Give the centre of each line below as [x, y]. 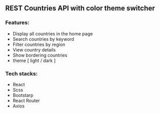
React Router [26, 100]
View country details [34, 49]
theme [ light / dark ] [34, 61]
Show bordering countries [40, 55]
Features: [17, 23]
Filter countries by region [39, 44]
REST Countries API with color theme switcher [80, 8]
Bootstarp [23, 95]
